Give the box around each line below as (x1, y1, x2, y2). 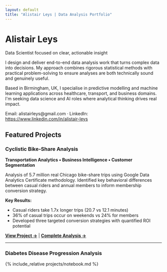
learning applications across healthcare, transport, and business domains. (5, 90, 157, 96)
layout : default (5, 7, 39, 12)
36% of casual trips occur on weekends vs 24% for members (12, 213, 139, 219)
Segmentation (5, 162, 35, 168)
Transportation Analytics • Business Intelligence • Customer (5, 157, 133, 163)
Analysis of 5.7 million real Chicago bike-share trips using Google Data (5, 172, 150, 178)
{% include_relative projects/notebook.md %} (5, 261, 98, 267)
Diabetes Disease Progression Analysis (5, 250, 102, 257)
